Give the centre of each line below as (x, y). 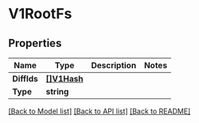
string (57, 92)
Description (114, 65)
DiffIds (25, 79)
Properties (35, 43)
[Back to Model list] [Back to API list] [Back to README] (99, 111)
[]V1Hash (64, 79)
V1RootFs (40, 14)
